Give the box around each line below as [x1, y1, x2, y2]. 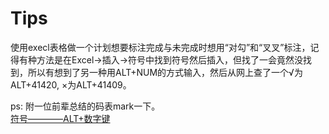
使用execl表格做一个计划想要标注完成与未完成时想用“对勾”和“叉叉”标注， [10, 41, 311, 53]
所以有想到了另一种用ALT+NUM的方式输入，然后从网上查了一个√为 [27, 66, 303, 78]
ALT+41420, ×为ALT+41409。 [10, 78, 132, 91]
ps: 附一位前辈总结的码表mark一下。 [10, 100, 161, 112]
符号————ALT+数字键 [10, 112, 111, 124]
